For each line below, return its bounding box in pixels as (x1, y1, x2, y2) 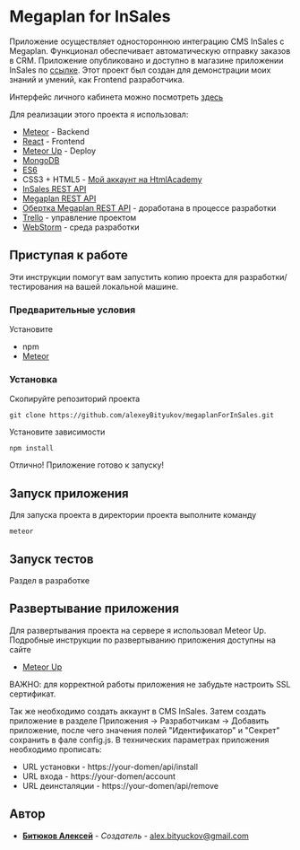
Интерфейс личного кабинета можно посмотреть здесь (9, 92, 224, 102)
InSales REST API (21, 183, 87, 194)
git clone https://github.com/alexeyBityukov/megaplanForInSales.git (9, 411, 275, 420)
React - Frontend (21, 136, 85, 146)
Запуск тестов (9, 551, 94, 566)
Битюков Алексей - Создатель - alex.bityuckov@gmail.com (21, 830, 249, 841)
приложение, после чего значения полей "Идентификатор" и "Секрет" (9, 724, 280, 735)
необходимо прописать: (9, 743, 103, 755)
